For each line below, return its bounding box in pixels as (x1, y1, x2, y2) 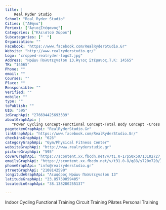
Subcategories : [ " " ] (5, 35, 52, 40)
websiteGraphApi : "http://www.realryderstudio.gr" (5, 145, 112, 150)
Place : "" (5, 80, 26, 85)
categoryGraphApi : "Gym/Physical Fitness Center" (5, 140, 110, 145)
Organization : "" (5, 39, 41, 44)
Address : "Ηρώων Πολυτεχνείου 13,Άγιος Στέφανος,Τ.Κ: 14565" (5, 58, 134, 63)
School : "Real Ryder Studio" (5, 16, 65, 21)
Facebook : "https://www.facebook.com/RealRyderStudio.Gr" (5, 44, 127, 49)
